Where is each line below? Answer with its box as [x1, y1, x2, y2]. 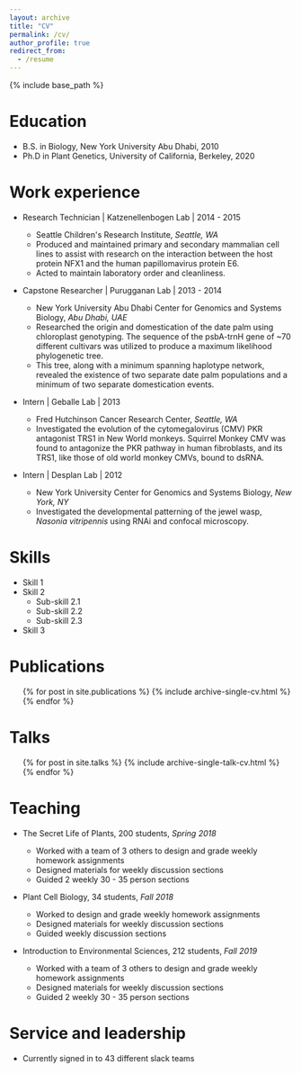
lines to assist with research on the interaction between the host [35, 248, 273, 259]
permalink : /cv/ [9, 30, 70, 39]
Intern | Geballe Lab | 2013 [22, 396, 121, 407]
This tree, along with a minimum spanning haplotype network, [35, 359, 265, 370]
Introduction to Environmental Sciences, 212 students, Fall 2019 [22, 945, 258, 956]
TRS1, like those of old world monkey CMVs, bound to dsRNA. [35, 452, 265, 463]
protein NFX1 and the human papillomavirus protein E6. [35, 257, 240, 268]
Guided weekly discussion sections [35, 928, 167, 939]
